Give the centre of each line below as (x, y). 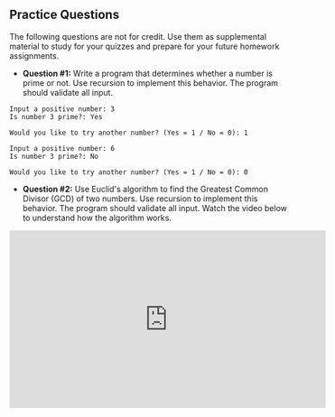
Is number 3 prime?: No (54, 156)
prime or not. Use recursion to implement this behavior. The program (150, 83)
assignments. (34, 56)
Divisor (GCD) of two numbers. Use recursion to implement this (140, 199)
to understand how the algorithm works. (97, 218)
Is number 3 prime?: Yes (56, 116)
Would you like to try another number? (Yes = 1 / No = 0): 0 (129, 172)
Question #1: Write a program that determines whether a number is (148, 73)
